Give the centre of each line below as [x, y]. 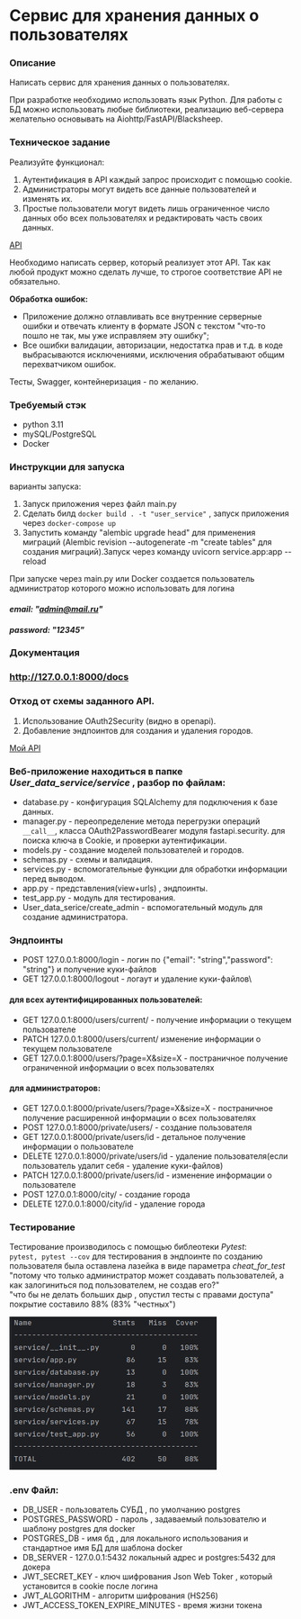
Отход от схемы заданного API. [82, 701]
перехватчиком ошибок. [69, 364]
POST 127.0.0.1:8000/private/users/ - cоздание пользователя [137, 1127]
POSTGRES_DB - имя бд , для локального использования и [135, 1538]
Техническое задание [60, 142]
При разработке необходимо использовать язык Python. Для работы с [146, 100]
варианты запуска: [45, 486]
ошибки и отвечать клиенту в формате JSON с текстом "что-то [144, 326]
